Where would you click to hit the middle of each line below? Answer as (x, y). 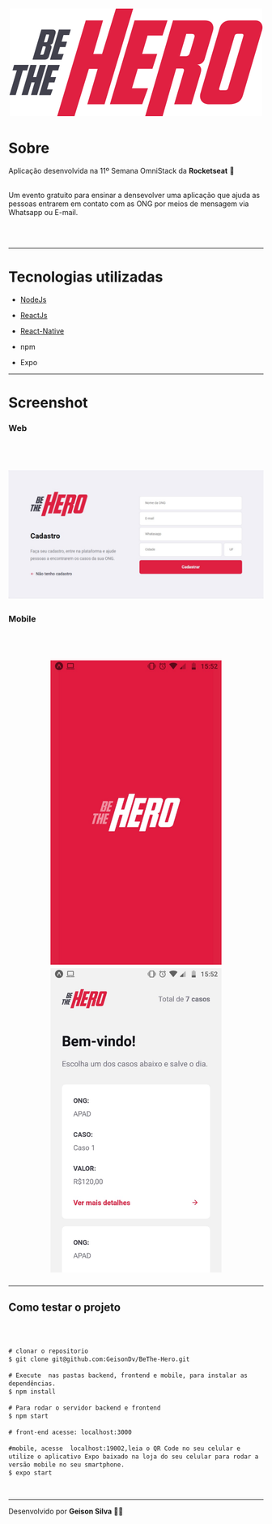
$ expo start (30, 1473)
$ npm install (32, 1392)
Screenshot (48, 403)
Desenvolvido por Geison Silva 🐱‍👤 (66, 1511)
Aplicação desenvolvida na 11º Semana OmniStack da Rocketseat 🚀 (121, 171)
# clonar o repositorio (49, 1351)
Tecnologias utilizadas (86, 277)
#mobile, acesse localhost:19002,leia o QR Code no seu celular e (125, 1449)
